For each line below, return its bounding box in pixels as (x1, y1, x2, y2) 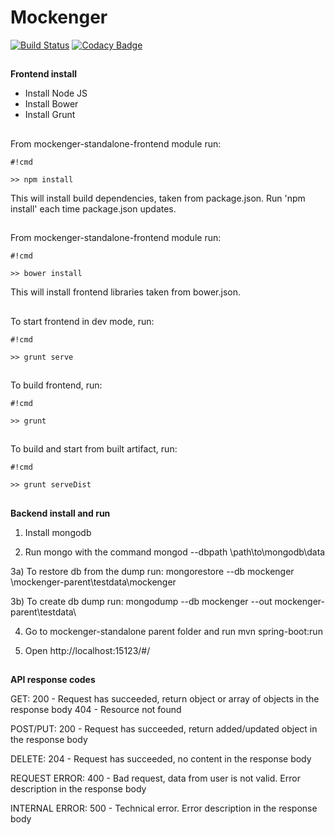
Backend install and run (10, 507, 111, 519)
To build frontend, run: (10, 379, 103, 391)
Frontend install (10, 68, 78, 80)
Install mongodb (24, 526, 92, 538)
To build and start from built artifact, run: (10, 443, 178, 455)
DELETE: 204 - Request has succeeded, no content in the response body (10, 753, 312, 765)
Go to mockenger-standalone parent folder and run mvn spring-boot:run (24, 625, 323, 637)
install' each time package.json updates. (10, 202, 177, 215)
